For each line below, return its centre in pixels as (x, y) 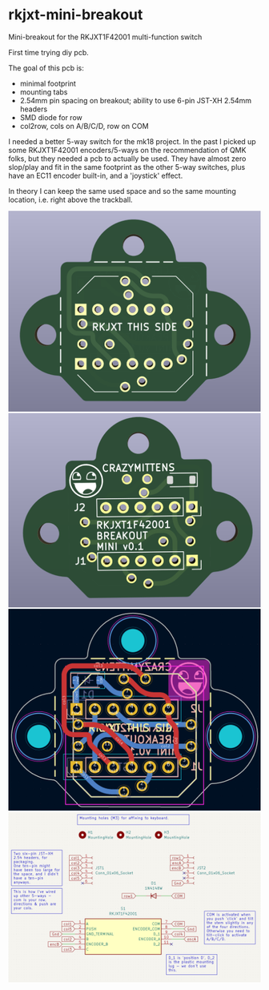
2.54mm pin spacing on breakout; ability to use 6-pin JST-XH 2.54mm (136, 100)
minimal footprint (48, 83)
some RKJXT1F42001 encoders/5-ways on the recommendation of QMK (127, 150)
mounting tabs (44, 92)
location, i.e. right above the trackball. (71, 199)
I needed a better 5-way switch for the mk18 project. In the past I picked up (132, 141)
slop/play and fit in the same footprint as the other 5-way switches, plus (127, 167)
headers (34, 109)
